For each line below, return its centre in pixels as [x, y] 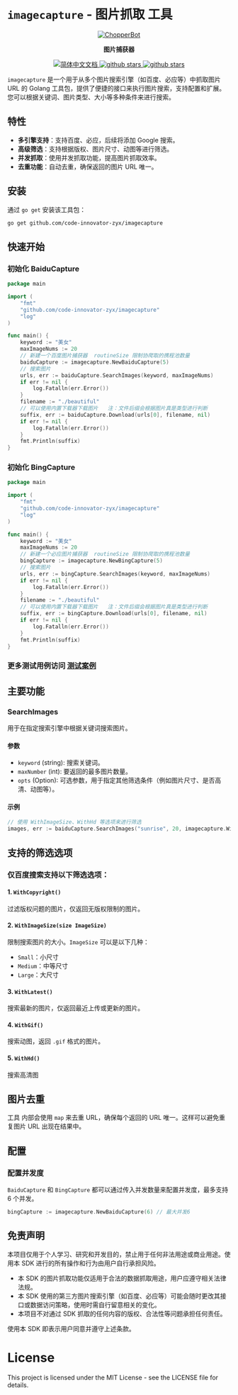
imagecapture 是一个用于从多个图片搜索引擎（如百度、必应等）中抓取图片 [114, 79]
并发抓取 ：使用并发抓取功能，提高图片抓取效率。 [89, 157]
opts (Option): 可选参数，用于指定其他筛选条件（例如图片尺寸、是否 [116, 780]
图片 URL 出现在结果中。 [49, 1126]
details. [18, 1385]
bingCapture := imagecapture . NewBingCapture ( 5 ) [91, 561]
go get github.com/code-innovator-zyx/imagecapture [85, 223]
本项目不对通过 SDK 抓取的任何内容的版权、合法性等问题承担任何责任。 [122, 1313]
